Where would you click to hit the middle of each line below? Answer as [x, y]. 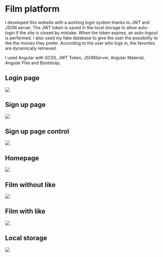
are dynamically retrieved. [31, 48]
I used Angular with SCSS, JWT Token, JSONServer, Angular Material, [75, 57]
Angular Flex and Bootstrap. [33, 63]
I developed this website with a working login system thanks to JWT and [77, 22]
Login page [22, 78]
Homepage [22, 158]
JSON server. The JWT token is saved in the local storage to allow [71, 27]
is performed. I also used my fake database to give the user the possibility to [81, 38]
